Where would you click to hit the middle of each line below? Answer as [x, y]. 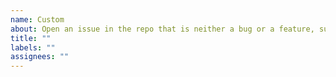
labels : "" [33, 47]
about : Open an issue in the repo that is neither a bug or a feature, [162, 29]
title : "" [31, 38]
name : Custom [37, 19]
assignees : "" [40, 57]
